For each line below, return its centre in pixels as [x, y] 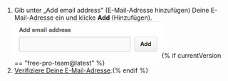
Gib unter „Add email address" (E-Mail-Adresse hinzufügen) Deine [112, 10]
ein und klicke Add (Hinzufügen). [104, 18]
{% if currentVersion [191, 55]
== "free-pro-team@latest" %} [59, 63]
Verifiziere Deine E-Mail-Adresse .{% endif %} [81, 70]
